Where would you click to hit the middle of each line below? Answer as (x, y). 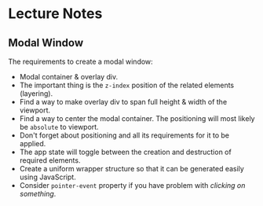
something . (38, 194)
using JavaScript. (47, 177)
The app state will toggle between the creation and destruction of (125, 152)
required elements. (50, 160)
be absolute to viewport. (59, 127)
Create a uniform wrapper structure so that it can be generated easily (132, 169)
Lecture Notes (55, 14)
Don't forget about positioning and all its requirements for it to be (124, 135)
